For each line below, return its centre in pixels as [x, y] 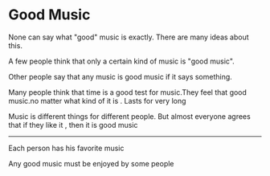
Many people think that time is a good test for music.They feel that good [128, 92]
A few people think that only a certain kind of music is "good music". [121, 61]
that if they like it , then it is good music [73, 125]
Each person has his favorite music [66, 148]
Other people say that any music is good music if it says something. [121, 76]
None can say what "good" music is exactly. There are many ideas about [129, 37]
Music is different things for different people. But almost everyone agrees [129, 116]
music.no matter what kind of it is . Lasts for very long [97, 100]
